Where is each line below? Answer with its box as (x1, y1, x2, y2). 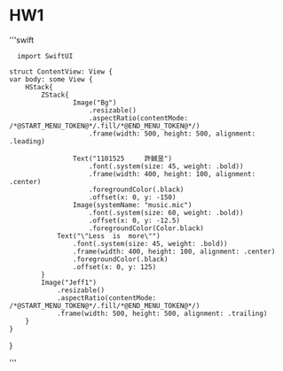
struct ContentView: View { (9, 67, 114, 76)
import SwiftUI (17, 51, 74, 60)
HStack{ (25, 82, 53, 91)
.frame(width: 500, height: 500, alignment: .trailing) (56, 309, 268, 318)
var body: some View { (9, 74, 93, 84)
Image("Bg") (72, 98, 117, 107)
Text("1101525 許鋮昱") (72, 154, 173, 163)
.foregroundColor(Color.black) (88, 223, 204, 233)
